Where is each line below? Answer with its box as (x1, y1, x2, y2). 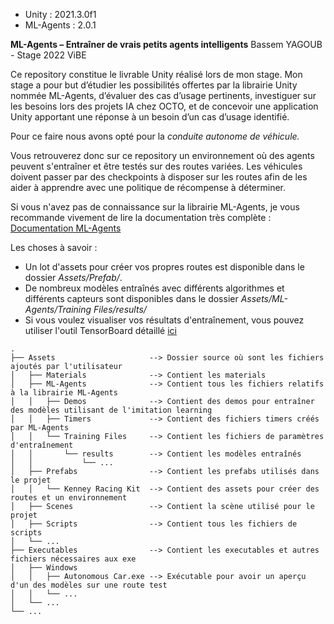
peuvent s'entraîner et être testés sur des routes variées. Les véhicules (10, 160, 303, 172)
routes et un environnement (10, 493, 128, 503)
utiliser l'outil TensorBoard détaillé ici (24, 325, 177, 336)
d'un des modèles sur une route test (10, 580, 168, 590)
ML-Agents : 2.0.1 (24, 19, 97, 31)
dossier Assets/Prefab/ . (24, 272, 123, 283)
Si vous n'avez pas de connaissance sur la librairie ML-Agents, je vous (10, 201, 300, 213)
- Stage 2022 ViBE (10, 49, 87, 61)
